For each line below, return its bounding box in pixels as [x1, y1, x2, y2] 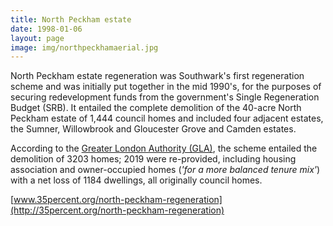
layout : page [10, 33, 65, 43]
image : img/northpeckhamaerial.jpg [10, 42, 159, 53]
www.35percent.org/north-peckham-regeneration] [13, 194, 223, 206]
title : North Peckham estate [10, 14, 132, 25]
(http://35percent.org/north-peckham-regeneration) [10, 204, 225, 216]
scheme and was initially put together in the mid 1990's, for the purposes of [10, 81, 322, 93]
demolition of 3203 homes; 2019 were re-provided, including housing [10, 153, 297, 165]
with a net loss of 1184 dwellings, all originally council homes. [10, 174, 263, 186]
